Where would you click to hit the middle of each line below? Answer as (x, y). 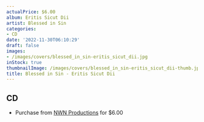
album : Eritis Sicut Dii (38, 18)
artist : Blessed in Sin (36, 23)
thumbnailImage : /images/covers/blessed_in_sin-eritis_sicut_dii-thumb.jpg (104, 68)
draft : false (23, 46)
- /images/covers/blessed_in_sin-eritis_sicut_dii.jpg (77, 57)
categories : (21, 29)
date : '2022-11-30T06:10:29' (43, 40)
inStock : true (24, 62)
